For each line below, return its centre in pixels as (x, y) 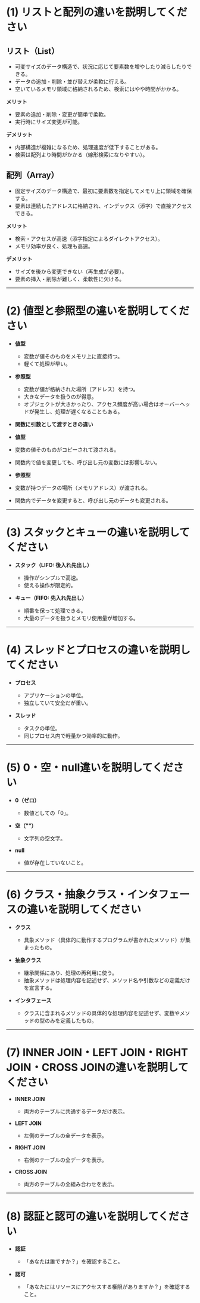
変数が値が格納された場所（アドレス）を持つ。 (81, 389)
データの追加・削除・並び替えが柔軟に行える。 (72, 82)
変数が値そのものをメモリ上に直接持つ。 (73, 356)
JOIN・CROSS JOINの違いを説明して (97, 1067)
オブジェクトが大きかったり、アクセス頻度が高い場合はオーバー (102, 404)
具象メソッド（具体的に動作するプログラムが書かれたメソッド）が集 (107, 940)
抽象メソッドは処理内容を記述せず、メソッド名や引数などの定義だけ (107, 980)
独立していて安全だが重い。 (57, 703)
